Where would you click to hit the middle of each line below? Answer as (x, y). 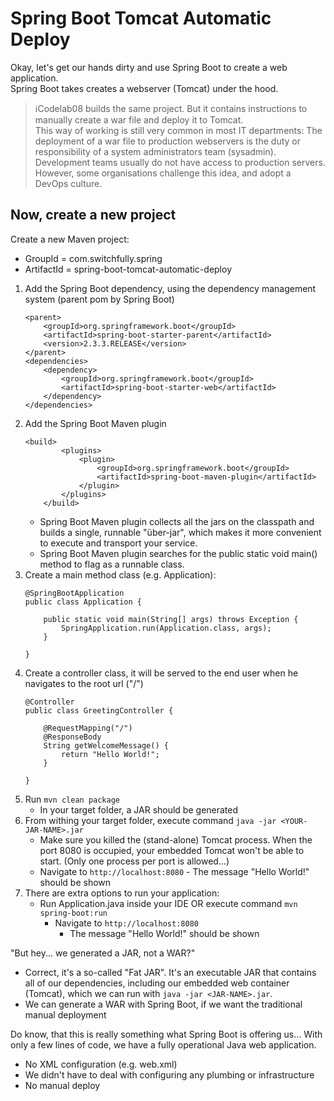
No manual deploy (62, 1085)
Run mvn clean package (72, 799)
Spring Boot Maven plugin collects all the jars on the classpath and (177, 521)
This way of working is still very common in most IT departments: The (178, 130)
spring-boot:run (73, 913)
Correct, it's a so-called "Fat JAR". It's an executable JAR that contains (170, 972)
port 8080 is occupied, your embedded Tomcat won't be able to (172, 850)
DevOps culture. (68, 183)
